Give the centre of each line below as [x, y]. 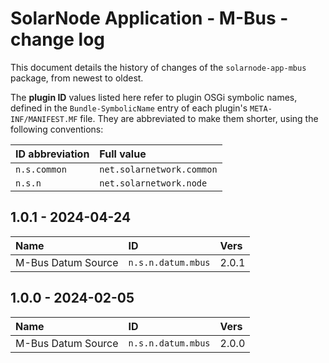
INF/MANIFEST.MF [44, 119]
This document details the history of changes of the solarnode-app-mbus [158, 67]
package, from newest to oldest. [77, 78]
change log [58, 39]
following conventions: [57, 129]
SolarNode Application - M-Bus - [149, 18]
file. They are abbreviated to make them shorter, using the [199, 118]
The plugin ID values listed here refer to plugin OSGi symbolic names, [154, 97]
